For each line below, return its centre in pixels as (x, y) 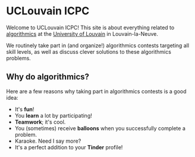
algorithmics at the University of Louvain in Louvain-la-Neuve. (82, 33)
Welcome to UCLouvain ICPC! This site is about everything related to (90, 27)
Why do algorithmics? (48, 77)
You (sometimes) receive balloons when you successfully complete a (100, 128)
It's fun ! (24, 109)
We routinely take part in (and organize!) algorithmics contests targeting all (97, 45)
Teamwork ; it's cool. (40, 122)
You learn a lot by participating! (53, 115)
